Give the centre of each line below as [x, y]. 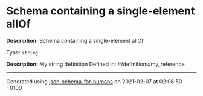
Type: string [22, 52]
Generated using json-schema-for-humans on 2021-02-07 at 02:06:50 [94, 81]
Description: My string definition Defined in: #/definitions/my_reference [96, 64]
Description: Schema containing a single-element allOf [75, 40]
